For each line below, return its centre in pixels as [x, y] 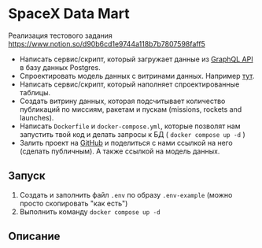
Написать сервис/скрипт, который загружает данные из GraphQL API [136, 59]
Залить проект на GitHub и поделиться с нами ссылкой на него [126, 143]
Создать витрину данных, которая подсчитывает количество [122, 101]
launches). [37, 117]
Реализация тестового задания [60, 35]
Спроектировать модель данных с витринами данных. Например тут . [137, 76]
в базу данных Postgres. [60, 67]
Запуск [27, 176]
